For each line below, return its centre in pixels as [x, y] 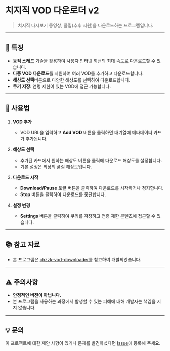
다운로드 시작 [26, 177]
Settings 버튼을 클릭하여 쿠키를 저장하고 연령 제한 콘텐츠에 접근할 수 [88, 216]
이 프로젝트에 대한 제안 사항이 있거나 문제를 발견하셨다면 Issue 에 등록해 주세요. [83, 343]
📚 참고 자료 [23, 244]
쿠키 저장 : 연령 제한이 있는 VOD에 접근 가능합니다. [62, 86]
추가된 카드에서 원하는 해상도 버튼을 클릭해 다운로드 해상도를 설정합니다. [91, 160]
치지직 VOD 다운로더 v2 [52, 10]
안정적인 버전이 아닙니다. [37, 295]
